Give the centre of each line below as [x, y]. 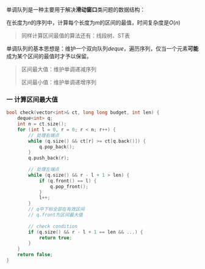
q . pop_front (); [69, 186]
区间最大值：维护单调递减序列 [59, 69]
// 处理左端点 [44, 170]
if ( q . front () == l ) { [68, 181]
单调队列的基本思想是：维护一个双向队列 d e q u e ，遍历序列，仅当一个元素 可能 [103, 49]
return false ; [35, 255]
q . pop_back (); [57, 147]
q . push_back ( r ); [49, 158]
